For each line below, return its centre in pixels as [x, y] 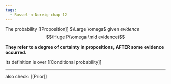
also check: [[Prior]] [26, 76]
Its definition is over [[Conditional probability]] [53, 62]
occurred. [16, 52]
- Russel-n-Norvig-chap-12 [38, 15]
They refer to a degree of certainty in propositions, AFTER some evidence [85, 47]
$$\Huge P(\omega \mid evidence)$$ [85, 37]
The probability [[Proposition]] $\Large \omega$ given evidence [73, 29]
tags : [11, 10]
